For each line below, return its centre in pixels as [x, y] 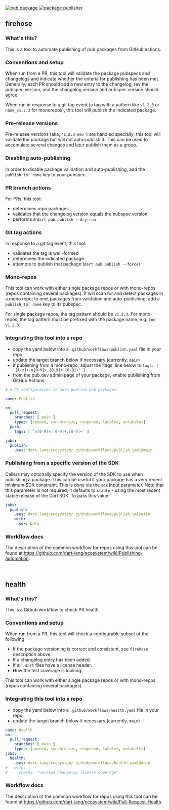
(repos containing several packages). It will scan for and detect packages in [84, 293]
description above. [32, 654]
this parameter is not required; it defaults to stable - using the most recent [83, 490]
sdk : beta [29, 524]
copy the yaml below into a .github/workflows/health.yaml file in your [86, 710]
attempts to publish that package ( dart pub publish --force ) [76, 264]
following [15, 639]
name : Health [19, 730]
